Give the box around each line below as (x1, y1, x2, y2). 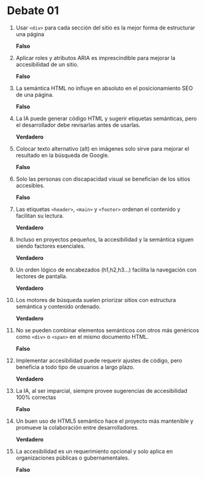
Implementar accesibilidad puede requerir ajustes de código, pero (15, 357, 182, 364)
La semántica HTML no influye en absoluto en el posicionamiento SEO (15, 84, 193, 92)
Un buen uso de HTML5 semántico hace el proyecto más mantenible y (15, 417, 193, 425)
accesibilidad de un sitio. (15, 61, 79, 68)
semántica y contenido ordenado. (15, 303, 101, 310)
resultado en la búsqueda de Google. (15, 151, 110, 159)
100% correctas (15, 393, 56, 401)
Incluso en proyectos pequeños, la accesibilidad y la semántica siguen (15, 235, 194, 243)
